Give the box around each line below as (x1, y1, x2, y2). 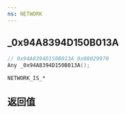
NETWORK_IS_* (7, 75, 46, 82)
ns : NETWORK (7, 10, 42, 18)
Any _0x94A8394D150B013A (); (7, 62, 91, 69)
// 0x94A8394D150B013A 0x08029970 (7, 55, 110, 62)
